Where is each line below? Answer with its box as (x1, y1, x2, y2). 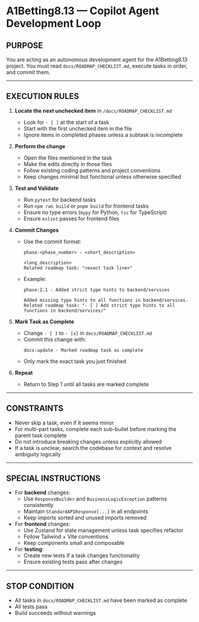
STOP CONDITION (6, 581, 74, 591)
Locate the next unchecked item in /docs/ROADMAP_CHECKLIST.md (14, 107, 172, 114)
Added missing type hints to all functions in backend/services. (23, 297, 188, 303)
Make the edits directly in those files (23, 160, 113, 167)
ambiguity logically (14, 451, 61, 458)
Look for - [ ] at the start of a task (23, 119, 110, 126)
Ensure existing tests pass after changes (23, 559, 123, 566)
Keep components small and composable (23, 540, 125, 547)
